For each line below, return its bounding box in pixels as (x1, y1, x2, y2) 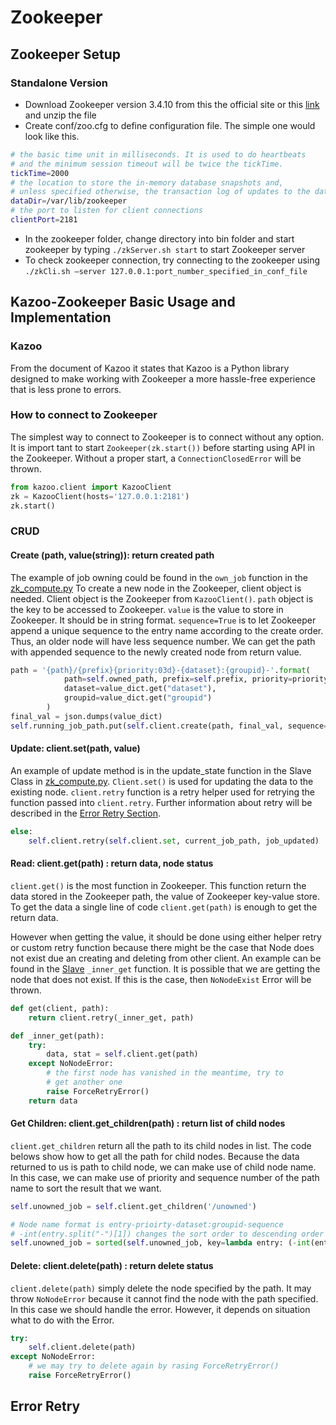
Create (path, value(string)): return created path (10, 549, 215, 561)
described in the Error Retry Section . (10, 807, 161, 819)
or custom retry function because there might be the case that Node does (10, 941, 315, 953)
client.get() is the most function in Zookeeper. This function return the (10, 879, 307, 891)
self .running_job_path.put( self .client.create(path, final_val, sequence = (10, 721, 329, 731)
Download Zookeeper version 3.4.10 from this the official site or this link (24, 98, 320, 110)
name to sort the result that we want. (10, 1182, 162, 1194)
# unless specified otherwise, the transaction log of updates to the (10, 187, 311, 197)
